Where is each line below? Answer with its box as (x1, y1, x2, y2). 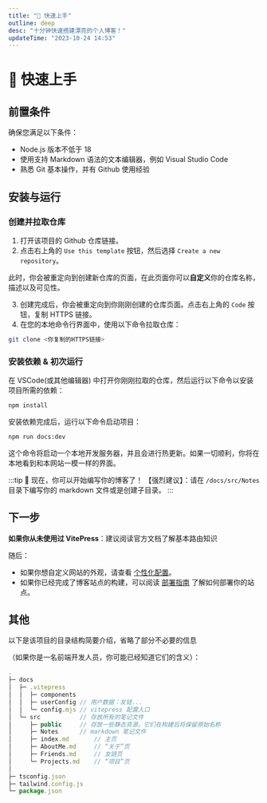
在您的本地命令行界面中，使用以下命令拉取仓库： (19, 319, 181, 329)
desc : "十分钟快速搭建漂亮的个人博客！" (8, 26, 126, 34)
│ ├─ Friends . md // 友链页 (8, 750, 123, 758)
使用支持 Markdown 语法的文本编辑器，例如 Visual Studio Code (19, 155, 229, 164)
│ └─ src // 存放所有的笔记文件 (8, 713, 144, 721)
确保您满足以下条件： (8, 128, 78, 137)
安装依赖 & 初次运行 (8, 356, 84, 367)
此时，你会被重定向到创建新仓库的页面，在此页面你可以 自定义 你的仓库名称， (8, 272, 260, 282)
